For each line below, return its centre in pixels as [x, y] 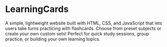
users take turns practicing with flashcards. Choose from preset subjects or [83, 28]
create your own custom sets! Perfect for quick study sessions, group [77, 33]
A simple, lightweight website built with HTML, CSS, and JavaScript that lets [84, 23]
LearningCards [37, 9]
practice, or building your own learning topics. [53, 39]
